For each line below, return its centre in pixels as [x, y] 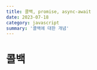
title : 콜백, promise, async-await [49, 12]
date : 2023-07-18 [28, 17]
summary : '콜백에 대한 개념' [38, 28]
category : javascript [33, 23]
